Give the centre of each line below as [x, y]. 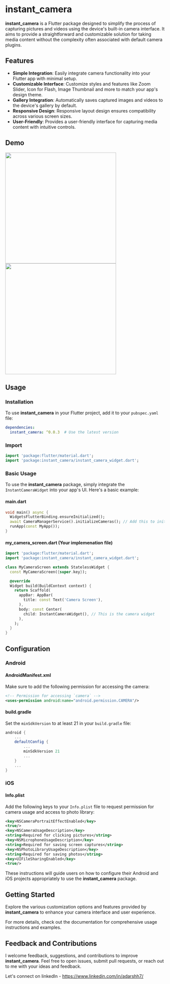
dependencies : [20, 428]
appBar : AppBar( [36, 595]
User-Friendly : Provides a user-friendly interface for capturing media [85, 121]
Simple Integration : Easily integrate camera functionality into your [81, 73]
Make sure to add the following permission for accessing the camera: [77, 686]
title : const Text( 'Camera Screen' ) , [63, 600]
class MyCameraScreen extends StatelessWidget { [57, 567]
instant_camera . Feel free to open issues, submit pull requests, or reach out [84, 961]
